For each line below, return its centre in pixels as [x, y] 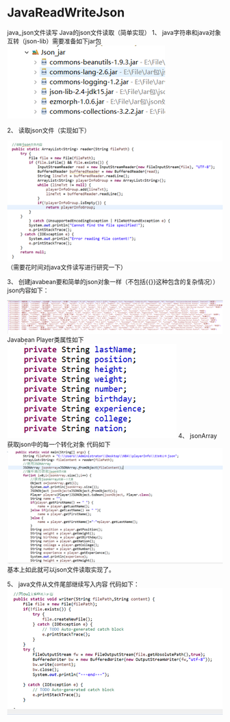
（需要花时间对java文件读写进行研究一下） [67, 267]
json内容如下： [28, 290]
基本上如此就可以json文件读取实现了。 [61, 570]
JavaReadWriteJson [66, 13]
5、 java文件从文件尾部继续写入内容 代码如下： [73, 584]
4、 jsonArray [197, 436]
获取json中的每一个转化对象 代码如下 [59, 445]
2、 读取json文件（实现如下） [49, 130]
